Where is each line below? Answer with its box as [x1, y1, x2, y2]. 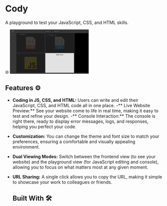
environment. [12, 144, 40, 150]
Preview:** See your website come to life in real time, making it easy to [12, 108, 159, 114]
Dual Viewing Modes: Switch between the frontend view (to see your [12, 153, 156, 160]
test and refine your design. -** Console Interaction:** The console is [12, 113, 156, 119]
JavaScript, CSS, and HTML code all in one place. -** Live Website [12, 102, 150, 108]
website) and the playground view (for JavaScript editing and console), [12, 159, 159, 165]
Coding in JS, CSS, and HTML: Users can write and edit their [12, 97, 139, 103]
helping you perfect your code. [12, 123, 76, 130]
